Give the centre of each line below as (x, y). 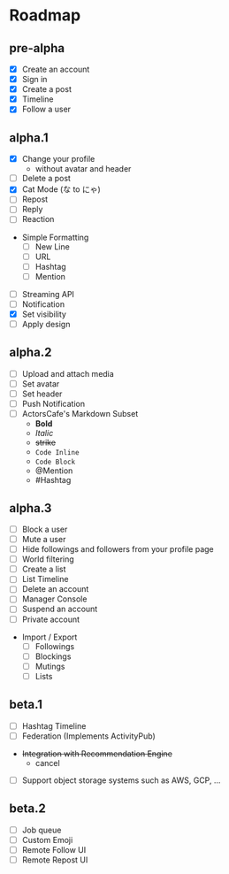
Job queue (42, 830)
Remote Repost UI (55, 860)
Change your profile (58, 159)
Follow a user (46, 109)
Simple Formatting (55, 237)
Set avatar (41, 383)
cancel (47, 763)
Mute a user (44, 539)
